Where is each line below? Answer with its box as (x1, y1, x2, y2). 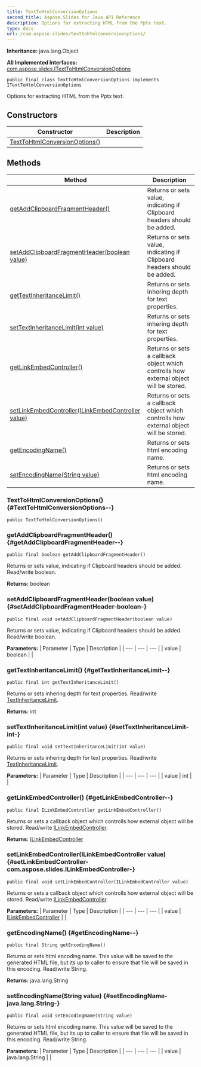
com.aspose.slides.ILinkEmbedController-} (7, 865, 135, 873)
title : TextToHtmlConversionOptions (7, 8, 98, 15)
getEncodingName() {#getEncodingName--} (7, 928, 139, 937)
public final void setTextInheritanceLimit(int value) (7, 744, 146, 750)
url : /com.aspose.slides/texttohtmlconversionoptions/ (7, 31, 146, 37)
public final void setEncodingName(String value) (7, 1013, 133, 1019)
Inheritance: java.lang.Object (7, 47, 79, 54)
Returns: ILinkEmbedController (7, 835, 84, 843)
